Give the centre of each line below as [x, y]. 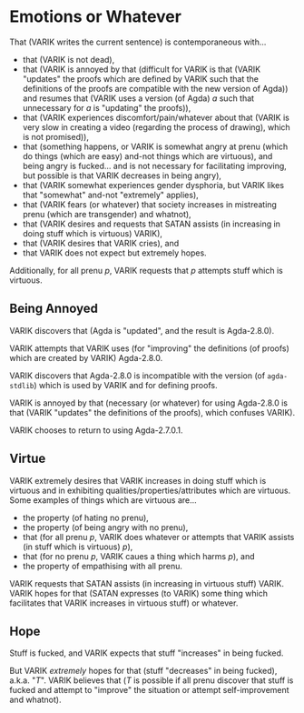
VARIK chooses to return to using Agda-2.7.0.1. [96, 430]
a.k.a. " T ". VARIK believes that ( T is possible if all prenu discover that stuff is [152, 680]
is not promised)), [55, 136]
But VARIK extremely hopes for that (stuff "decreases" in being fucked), [143, 671]
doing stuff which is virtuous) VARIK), [93, 233]
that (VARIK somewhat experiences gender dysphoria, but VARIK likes [153, 185]
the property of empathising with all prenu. [103, 566]
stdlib [22, 386]
